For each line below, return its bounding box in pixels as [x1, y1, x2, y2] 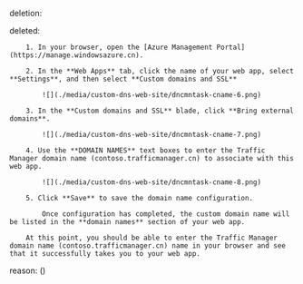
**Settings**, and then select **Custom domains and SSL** [9, 74, 238, 83]
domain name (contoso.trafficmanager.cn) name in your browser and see [9, 241, 286, 250]
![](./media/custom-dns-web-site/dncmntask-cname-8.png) [42, 178, 261, 187]
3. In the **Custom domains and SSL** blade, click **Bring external [25, 106, 295, 115]
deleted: [9, 25, 41, 35]
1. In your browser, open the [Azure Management [25, 43, 213, 52]
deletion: [9, 8, 43, 18]
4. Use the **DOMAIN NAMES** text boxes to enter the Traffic [25, 146, 266, 155]
